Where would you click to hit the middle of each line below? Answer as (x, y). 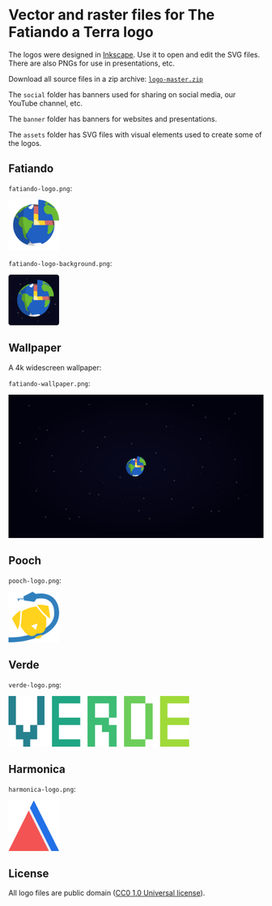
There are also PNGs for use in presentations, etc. (92, 63)
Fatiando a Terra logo (81, 32)
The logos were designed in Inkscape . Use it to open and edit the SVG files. (134, 54)
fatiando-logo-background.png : (60, 263)
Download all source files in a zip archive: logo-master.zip (106, 79)
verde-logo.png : (35, 684)
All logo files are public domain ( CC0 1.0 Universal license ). (107, 893)
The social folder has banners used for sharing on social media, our (122, 94)
